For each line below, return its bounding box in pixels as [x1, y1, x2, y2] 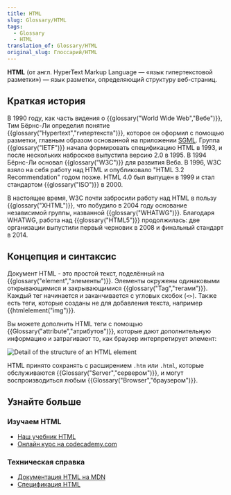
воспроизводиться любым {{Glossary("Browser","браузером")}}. [7, 376, 198, 384]
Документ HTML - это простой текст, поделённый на [7, 269, 164, 278]
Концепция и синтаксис [7, 251, 117, 262]
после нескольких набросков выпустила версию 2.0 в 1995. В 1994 [7, 151, 207, 159]
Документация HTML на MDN [17, 473, 106, 481]
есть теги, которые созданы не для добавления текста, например [7, 299, 203, 307]
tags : [7, 23, 23, 30]
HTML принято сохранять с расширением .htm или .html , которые [7, 361, 205, 369]
